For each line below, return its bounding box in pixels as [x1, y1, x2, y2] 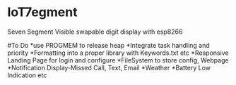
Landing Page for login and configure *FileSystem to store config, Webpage [7, 55, 229, 64]
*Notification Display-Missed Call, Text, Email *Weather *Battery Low [7, 63, 211, 72]
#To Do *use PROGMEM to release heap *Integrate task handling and [7, 41, 210, 49]
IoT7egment [7, 4, 78, 20]
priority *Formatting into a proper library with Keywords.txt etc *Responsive [7, 48, 229, 57]
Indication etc [7, 71, 47, 79]
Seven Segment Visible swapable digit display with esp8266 [7, 27, 183, 36]
